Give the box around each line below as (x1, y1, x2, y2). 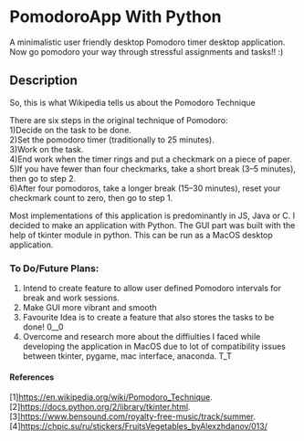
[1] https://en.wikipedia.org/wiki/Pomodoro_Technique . (9, 392, 213, 403)
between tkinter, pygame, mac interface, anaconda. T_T (22, 351, 233, 362)
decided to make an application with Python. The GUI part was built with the (9, 219, 296, 230)
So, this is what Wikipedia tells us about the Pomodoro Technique (9, 97, 256, 108)
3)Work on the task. (9, 143, 84, 154)
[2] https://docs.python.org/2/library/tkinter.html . (9, 402, 191, 413)
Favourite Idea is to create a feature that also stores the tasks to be (22, 312, 275, 323)
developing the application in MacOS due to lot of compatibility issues (22, 341, 286, 352)
